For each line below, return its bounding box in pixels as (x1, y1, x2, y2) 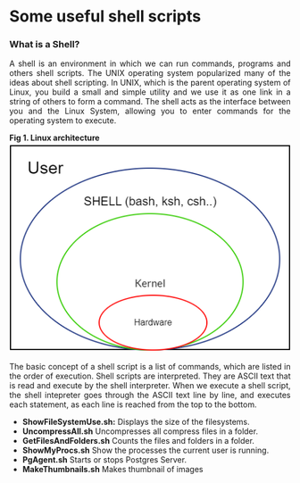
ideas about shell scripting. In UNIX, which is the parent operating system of (9, 78, 291, 88)
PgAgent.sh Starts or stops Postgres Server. (21, 454, 187, 465)
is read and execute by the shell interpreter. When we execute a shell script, (9, 380, 291, 391)
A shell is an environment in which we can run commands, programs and (9, 58, 291, 69)
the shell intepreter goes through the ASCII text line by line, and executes (9, 390, 291, 401)
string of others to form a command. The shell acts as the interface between (9, 96, 291, 107)
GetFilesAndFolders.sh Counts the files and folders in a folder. (21, 436, 254, 446)
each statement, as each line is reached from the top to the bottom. (9, 399, 257, 410)
